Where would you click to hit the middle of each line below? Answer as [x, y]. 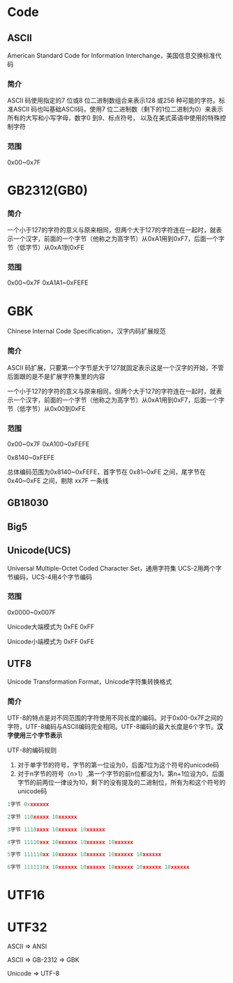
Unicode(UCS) [39, 551]
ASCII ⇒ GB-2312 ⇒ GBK [43, 960]
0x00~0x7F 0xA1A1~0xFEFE [48, 283]
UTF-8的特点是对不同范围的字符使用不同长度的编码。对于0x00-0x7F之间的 [115, 718]
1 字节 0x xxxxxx [28, 804]
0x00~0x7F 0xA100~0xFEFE [48, 444]
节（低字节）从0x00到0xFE [46, 408]
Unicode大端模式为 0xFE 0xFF [51, 626]
